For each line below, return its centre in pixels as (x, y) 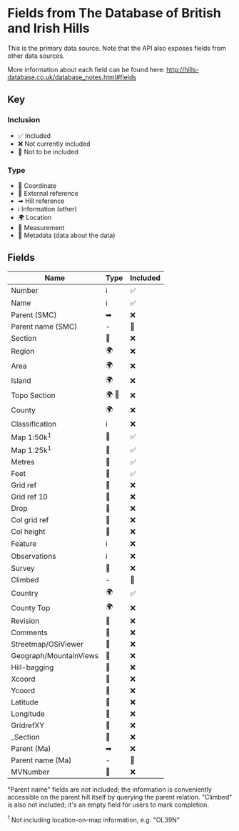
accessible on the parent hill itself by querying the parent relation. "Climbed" (120, 797)
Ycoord (23, 691)
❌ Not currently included (54, 144)
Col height (28, 532)
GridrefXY (28, 725)
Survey (23, 568)
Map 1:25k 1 (31, 450)
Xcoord (23, 679)
